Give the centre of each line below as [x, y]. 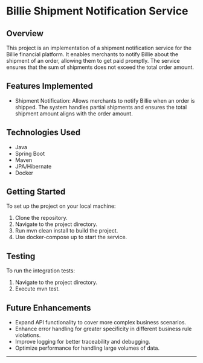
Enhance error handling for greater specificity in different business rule [103, 329]
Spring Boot [30, 153]
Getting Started [36, 192]
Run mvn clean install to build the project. [66, 231]
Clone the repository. [41, 218]
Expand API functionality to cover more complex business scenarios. [100, 323]
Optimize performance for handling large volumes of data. [87, 348]
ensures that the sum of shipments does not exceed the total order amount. [100, 67]
